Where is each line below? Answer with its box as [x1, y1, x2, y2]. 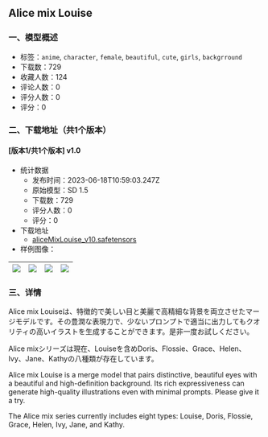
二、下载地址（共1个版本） [8, 124, 111, 135]
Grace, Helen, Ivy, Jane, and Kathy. [8, 420, 126, 430]
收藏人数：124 [19, 72, 68, 81]
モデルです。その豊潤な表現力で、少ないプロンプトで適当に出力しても [14, 317, 247, 327]
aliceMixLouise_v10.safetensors [31, 234, 137, 244]
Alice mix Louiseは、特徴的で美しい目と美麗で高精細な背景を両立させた [8, 307, 246, 316]
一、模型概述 [8, 32, 59, 43]
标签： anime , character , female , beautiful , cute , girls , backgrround [19, 52, 243, 61]
